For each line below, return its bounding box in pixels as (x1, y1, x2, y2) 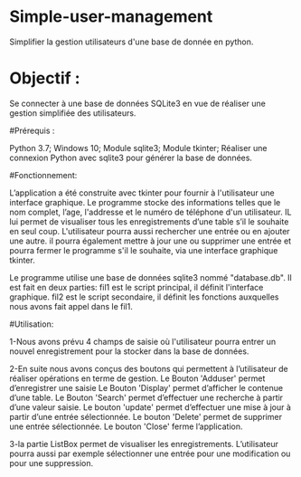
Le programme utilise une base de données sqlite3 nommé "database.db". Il (9, 272, 292, 282)
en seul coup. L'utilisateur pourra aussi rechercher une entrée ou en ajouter (9, 225, 291, 236)
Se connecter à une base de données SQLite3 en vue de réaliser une (9, 98, 267, 109)
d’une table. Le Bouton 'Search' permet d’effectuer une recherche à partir (9, 392, 283, 403)
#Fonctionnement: (9, 169, 78, 180)
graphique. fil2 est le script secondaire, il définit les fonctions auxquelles (9, 291, 279, 302)
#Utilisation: (9, 319, 54, 329)
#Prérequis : (9, 125, 55, 136)
